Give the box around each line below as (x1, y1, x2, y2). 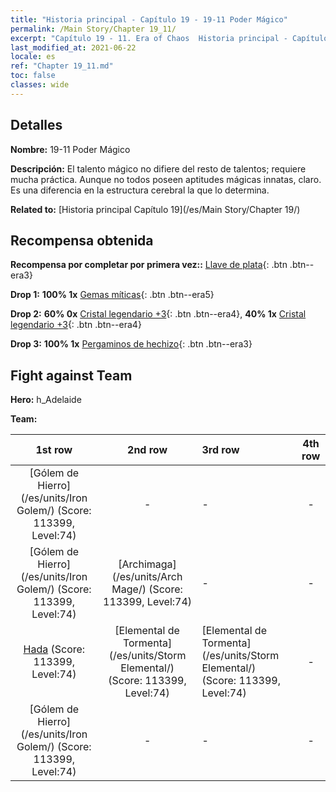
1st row (35, 443, 73, 457)
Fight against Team (10, 367, 133, 384)
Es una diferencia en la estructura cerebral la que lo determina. (10, 184, 270, 196)
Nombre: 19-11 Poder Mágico (10, 143, 131, 155)
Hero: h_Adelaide (10, 394, 82, 406)
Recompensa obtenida (10, 232, 154, 249)
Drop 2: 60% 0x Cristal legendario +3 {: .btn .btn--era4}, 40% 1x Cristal (10, 308, 307, 320)
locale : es (10, 52, 56, 62)
